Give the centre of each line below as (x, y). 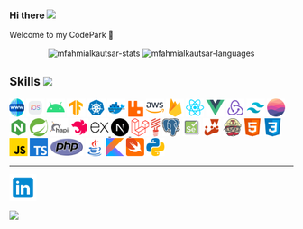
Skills (25, 82)
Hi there (27, 15)
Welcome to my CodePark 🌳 (62, 35)
